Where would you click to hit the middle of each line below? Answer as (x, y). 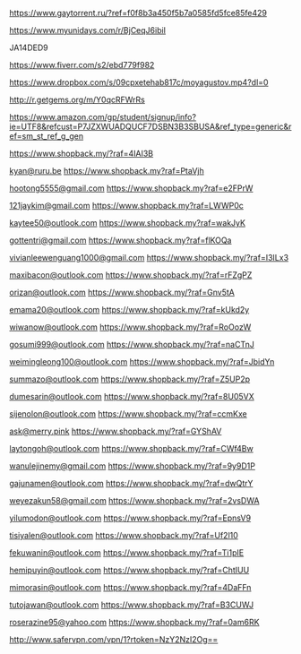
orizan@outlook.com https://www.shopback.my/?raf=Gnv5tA (122, 292)
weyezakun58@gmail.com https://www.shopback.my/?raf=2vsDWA (134, 500)
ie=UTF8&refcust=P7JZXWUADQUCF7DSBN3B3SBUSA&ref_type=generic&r (150, 126)
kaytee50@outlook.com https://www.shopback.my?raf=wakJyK (128, 223)
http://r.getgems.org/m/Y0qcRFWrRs (77, 99)
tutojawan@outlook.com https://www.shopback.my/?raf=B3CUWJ (131, 605)
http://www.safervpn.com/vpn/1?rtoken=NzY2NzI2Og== (114, 639)
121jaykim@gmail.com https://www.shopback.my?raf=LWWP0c (126, 206)
